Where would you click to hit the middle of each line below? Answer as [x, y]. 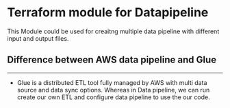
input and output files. [38, 38]
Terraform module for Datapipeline [108, 13]
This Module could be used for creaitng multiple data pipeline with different [113, 31]
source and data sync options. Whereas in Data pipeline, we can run [113, 90]
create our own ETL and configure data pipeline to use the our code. [113, 97]
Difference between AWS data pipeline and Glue [112, 60]
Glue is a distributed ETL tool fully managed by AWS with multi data [112, 82]
